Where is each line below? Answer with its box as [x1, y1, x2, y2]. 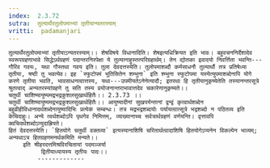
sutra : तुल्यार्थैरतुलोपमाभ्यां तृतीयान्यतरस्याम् [8, 19, 116, 27]
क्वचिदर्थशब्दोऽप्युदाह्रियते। [8, 120, 63, 128]
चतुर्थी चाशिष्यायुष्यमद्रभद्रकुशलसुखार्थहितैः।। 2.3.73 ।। [8, 91, 142, 99]
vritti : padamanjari [8, 27, 82, 35]
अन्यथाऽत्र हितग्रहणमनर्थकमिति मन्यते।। [8, 134, 99, 142]
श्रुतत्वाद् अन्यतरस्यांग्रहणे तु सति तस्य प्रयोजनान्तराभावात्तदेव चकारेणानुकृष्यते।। [8, 84, 188, 93]
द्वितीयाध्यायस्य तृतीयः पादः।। [40, 148, 108, 156]
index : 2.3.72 [8, 11, 60, 20]
